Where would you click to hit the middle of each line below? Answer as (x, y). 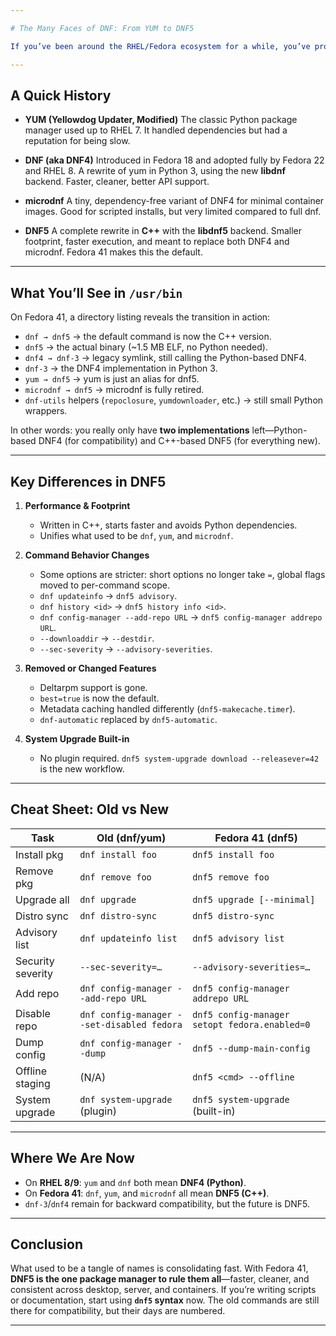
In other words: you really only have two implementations (130, 430)
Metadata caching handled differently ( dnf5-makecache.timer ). (167, 708)
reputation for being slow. (77, 141)
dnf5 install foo (233, 854)
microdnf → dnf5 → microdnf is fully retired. (114, 390)
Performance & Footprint (77, 505)
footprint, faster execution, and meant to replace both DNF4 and (157, 242)
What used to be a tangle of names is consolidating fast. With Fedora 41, (159, 1268)
